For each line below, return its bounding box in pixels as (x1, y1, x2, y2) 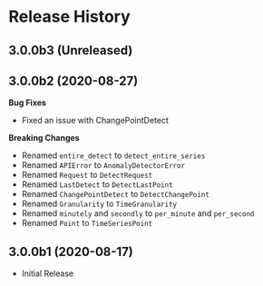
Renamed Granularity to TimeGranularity (21, 198, 178, 210)
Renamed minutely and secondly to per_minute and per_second (21, 208, 255, 219)
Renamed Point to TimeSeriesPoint (21, 218, 153, 229)
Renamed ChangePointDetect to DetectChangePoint (21, 189, 209, 200)
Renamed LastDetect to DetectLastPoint (21, 179, 173, 190)
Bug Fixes (8, 97, 47, 108)
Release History (8, 6, 131, 27)
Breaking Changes (8, 133, 80, 143)
